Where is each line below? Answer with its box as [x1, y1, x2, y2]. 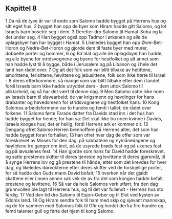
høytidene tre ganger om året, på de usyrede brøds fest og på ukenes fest [5, 143, 162, 149]
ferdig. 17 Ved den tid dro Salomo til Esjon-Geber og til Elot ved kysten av [5, 191, 160, 198]
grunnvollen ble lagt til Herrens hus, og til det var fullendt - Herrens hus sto [5, 186, 164, 192]
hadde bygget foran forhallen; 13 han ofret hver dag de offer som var [5, 132, 150, 138]
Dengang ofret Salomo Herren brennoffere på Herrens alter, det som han [5, 126, 159, 133]
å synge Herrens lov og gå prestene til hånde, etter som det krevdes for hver [5, 159, 167, 165]
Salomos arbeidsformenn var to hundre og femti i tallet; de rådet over [5, 104, 152, 111]
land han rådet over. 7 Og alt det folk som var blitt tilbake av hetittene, [5, 67, 152, 73]
